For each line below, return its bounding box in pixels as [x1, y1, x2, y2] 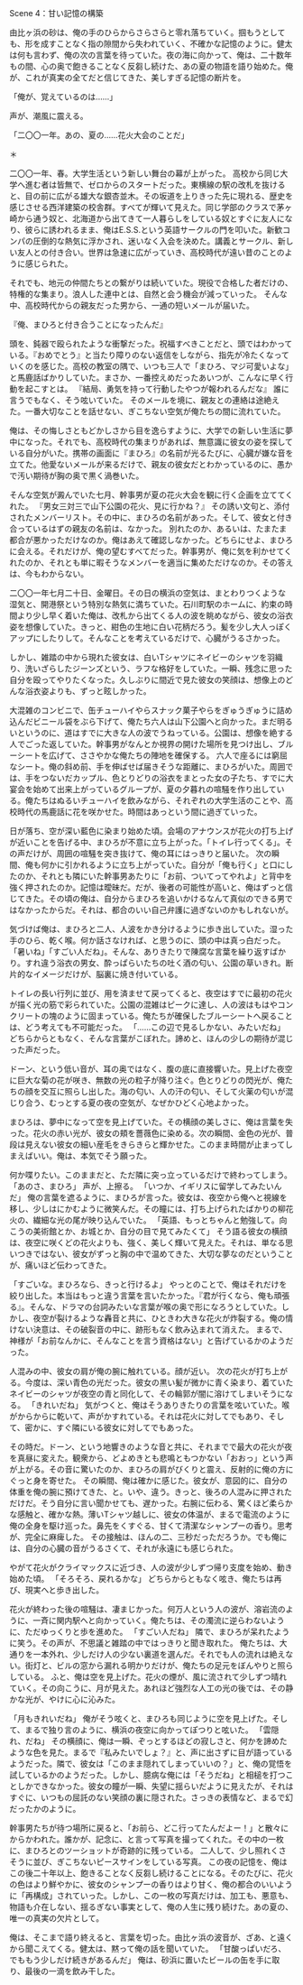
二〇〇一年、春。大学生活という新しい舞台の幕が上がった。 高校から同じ [9, 168, 280, 179]
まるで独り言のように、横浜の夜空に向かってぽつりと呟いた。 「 [24, 1724, 264, 1735]
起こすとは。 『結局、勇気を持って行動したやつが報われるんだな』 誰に [24, 383, 290, 394]
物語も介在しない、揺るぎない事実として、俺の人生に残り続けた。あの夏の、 [9, 1902, 293, 1912]
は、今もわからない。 [9, 568, 88, 579]
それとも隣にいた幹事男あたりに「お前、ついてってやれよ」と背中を [40, 871, 293, 882]
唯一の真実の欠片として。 [9, 1913, 105, 1924]
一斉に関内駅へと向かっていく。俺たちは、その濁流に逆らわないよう [32, 1615, 285, 1626]
